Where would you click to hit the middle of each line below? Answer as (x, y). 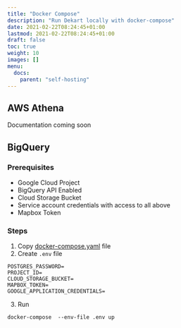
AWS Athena (36, 108)
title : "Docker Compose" (44, 14)
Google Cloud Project (49, 182)
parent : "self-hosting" (55, 79)
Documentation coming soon (49, 125)
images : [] (23, 60)
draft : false (26, 40)
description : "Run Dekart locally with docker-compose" (91, 20)
